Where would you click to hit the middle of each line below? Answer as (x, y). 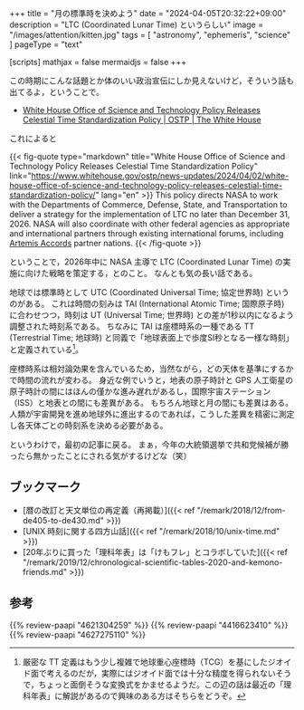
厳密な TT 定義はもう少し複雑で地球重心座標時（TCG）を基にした (145, 662)
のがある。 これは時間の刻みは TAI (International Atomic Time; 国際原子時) (147, 303)
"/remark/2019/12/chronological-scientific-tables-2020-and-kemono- (152, 562)
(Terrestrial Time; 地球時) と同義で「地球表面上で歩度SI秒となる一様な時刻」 (152, 337)
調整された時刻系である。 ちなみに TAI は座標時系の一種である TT (132, 326)
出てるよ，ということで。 (57, 92)
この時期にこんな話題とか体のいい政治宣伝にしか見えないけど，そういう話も (152, 81)
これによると (33, 138)
